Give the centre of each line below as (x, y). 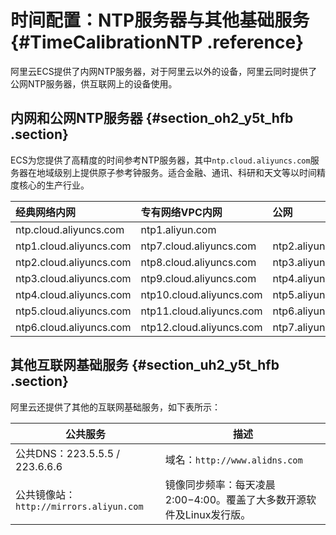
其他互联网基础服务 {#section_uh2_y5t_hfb (145, 365)
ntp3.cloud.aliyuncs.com (73, 278)
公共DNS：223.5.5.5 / (68, 453)
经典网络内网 (46, 212)
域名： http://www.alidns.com (233, 459)
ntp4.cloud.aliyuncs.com (73, 294)
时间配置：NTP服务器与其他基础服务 (160, 20)
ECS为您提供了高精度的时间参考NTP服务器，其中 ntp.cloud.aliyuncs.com (160, 160)
